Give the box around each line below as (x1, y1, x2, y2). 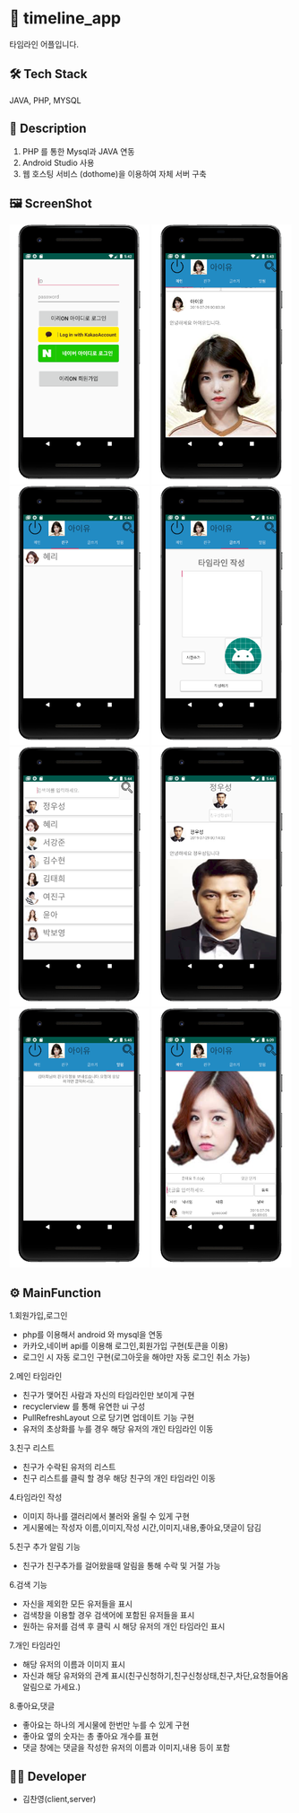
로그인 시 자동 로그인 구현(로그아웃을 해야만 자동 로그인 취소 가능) (21, 1352, 251, 1362)
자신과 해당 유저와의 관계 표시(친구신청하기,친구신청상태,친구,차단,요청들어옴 (21, 1670, 289, 1681)
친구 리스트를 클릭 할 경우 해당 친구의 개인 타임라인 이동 (21, 1473, 217, 1484)
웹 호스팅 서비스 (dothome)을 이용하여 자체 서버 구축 (21, 168, 208, 179)
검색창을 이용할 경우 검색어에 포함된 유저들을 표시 (21, 1610, 195, 1621)
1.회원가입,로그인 (9, 1310, 68, 1321)
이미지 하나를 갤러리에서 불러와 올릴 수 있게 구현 (21, 1511, 190, 1522)
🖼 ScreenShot (9, 196, 92, 211)
